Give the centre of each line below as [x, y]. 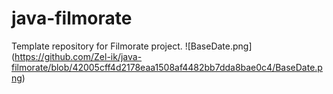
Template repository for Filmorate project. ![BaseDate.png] [132, 46]
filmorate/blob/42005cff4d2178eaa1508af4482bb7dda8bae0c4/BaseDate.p [167, 67]
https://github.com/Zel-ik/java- [78, 56]
